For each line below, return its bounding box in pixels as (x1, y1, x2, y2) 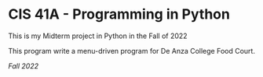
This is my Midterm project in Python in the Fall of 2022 (8, 31, 188, 40)
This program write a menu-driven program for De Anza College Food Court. (8, 46, 255, 55)
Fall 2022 (8, 61, 39, 71)
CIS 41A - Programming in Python (8, 5, 230, 23)
